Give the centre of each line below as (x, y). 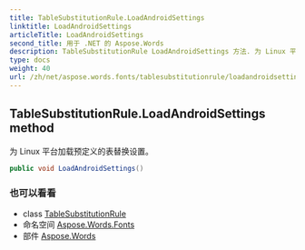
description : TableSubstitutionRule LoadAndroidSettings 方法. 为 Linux (148, 52)
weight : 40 (30, 69)
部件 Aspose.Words (59, 235)
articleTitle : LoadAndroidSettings (77, 35)
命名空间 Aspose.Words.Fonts (79, 225)
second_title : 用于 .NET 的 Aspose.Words (87, 43)
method (32, 128)
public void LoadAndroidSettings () (77, 168)
